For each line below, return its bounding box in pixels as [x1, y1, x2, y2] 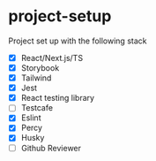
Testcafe [20, 103, 54, 113]
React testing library [20, 93, 94, 103]
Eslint [20, 112, 41, 123]
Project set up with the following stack [8, 35, 147, 46]
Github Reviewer [20, 142, 81, 153]
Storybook [20, 63, 60, 73]
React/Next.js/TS [20, 52, 84, 63]
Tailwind [20, 73, 52, 83]
